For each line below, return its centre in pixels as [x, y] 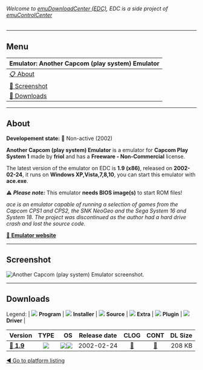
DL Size [181, 336]
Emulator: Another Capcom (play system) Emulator [85, 63]
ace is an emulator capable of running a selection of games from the [92, 204]
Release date [98, 336]
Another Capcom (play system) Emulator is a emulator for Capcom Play [97, 150]
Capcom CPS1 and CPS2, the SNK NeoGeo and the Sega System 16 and [96, 211]
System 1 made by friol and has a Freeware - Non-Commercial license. [96, 156]
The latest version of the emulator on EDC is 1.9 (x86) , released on [89, 168]
